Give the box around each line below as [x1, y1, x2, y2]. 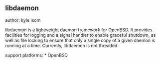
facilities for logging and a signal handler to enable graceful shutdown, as [5, 32, 156, 38]
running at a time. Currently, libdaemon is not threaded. [5, 42, 119, 49]
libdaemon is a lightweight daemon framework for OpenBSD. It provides [5, 27, 153, 33]
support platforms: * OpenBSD [5, 52, 68, 58]
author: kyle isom [5, 17, 41, 23]
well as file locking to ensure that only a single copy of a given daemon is [5, 37, 156, 43]
